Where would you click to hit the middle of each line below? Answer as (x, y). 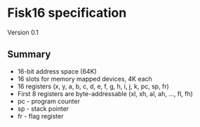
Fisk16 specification (67, 13)
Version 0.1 (23, 32)
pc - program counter (49, 101)
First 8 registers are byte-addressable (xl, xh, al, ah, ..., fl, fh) (105, 93)
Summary (29, 54)
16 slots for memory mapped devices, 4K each (85, 79)
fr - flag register (40, 116)
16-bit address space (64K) (57, 71)
